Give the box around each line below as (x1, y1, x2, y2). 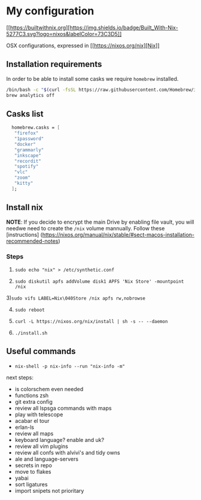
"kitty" (14, 181, 33, 187)
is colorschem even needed (14, 385, 84, 392)
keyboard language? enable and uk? (14, 436, 105, 443)
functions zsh (14, 392, 49, 399)
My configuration (6, 4, 95, 18)
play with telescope (14, 411, 63, 418)
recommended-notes (6, 237, 59, 245)
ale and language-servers (14, 455, 79, 462)
